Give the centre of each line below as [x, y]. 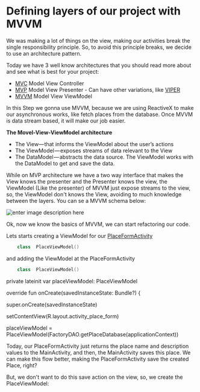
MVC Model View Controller [49, 83]
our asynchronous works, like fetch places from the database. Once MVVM [100, 114]
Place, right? [22, 365]
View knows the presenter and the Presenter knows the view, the [87, 181]
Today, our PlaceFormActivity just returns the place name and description [98, 346]
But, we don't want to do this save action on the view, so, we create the [95, 377]
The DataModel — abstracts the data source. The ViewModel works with [104, 157]
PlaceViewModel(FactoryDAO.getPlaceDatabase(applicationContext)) [92, 334]
